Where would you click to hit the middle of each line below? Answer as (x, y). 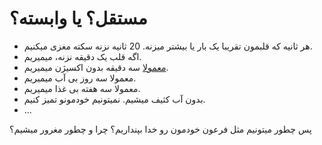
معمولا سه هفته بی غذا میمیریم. (82, 88)
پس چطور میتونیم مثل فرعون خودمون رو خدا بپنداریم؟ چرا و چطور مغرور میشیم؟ (160, 129)
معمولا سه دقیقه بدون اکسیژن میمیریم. (96, 67)
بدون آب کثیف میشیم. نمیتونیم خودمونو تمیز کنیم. (114, 99)
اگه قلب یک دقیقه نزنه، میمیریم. (82, 56)
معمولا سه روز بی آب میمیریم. (80, 78)
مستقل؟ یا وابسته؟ (78, 18)
